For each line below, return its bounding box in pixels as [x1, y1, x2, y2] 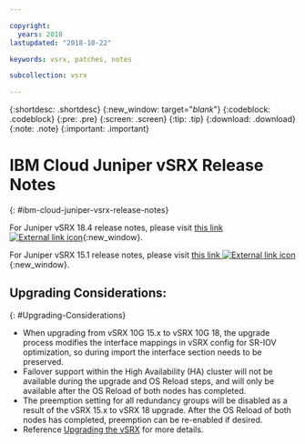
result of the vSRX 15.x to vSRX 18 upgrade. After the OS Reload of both [22, 404, 291, 415]
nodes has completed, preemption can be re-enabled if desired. [22, 414, 263, 425]
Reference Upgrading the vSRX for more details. [22, 424, 204, 435]
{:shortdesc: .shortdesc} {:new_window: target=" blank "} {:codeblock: [9, 104, 271, 115]
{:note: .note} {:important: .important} [9, 124, 150, 135]
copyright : [9, 21, 51, 30]
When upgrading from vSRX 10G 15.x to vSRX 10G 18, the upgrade [22, 327, 270, 338]
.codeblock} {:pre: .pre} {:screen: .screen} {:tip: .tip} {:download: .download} [9, 114, 296, 125]
